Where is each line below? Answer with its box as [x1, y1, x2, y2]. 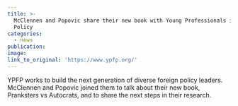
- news [13, 37, 33, 44]
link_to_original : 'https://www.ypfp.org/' [7, 57, 138, 64]
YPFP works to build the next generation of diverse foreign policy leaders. [7, 76, 223, 84]
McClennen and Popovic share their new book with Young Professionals [13, 17, 227, 24]
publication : [7, 43, 46, 50]
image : [7, 50, 27, 57]
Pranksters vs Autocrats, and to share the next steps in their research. [7, 90, 212, 99]
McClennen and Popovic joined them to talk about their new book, [7, 83, 200, 92]
